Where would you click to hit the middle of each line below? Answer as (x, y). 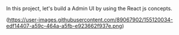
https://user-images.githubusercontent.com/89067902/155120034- (90, 20)
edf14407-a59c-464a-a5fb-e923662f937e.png (64, 26)
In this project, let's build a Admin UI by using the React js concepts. (89, 8)
